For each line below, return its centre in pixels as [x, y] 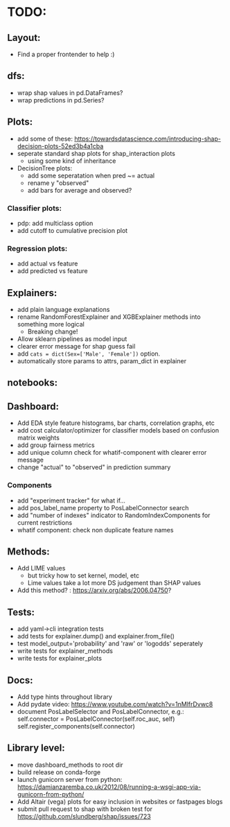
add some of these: [45, 139]
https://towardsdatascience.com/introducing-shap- [148, 139]
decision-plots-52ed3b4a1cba [60, 146]
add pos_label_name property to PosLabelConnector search [103, 507]
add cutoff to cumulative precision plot [72, 230]
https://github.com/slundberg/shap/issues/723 [84, 816]
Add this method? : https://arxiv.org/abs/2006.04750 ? [94, 591]
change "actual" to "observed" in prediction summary [94, 467]
